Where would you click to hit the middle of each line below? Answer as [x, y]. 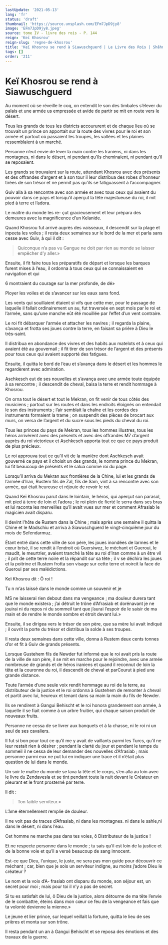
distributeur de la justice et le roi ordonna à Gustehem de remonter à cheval [83, 690]
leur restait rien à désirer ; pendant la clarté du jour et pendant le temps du [82, 746]
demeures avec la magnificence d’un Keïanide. [53, 218]
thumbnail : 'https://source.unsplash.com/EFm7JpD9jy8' [63, 24]
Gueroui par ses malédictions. [36, 569]
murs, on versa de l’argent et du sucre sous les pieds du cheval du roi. [77, 421]
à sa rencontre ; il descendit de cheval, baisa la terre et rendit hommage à [81, 384]
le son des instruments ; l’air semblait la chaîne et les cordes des [71, 410]
